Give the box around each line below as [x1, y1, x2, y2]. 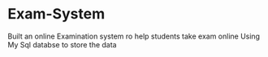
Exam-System [7, 5, 106, 23]
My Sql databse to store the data [7, 39, 117, 49]
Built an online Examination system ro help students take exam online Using [7, 31, 261, 41]
